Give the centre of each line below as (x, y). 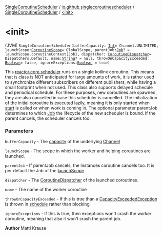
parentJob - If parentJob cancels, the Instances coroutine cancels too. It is (80, 165)
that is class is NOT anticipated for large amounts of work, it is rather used (80, 77)
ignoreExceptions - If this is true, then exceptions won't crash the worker (78, 214)
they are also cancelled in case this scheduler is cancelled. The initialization (81, 97)
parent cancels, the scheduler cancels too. (48, 118)
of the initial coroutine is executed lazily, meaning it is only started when (77, 103)
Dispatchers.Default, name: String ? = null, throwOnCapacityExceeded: (77, 58)
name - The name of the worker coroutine (46, 190)
